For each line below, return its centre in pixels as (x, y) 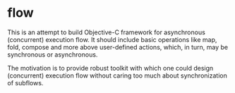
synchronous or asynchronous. (53, 55)
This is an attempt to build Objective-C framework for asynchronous (107, 32)
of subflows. (25, 83)
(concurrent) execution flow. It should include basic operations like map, (112, 39)
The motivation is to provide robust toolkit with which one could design (110, 68)
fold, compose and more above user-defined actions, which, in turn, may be (118, 47)
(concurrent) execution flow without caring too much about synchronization (117, 76)
